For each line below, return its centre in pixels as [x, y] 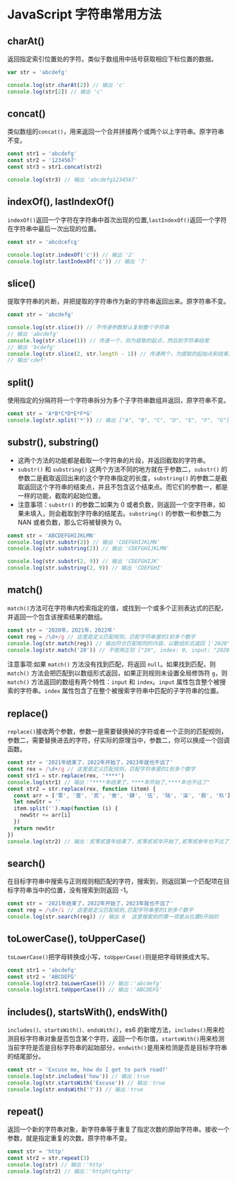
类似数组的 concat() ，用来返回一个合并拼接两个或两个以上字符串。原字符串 [116, 132]
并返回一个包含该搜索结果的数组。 [57, 617]
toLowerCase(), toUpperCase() [77, 939]
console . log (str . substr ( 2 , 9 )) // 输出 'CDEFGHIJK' [84, 562]
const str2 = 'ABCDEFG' [42, 977]
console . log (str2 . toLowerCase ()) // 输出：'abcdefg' [85, 983]
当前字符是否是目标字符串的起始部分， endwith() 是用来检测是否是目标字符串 [117, 1048]
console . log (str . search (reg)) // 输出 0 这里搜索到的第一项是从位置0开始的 [113, 917]
